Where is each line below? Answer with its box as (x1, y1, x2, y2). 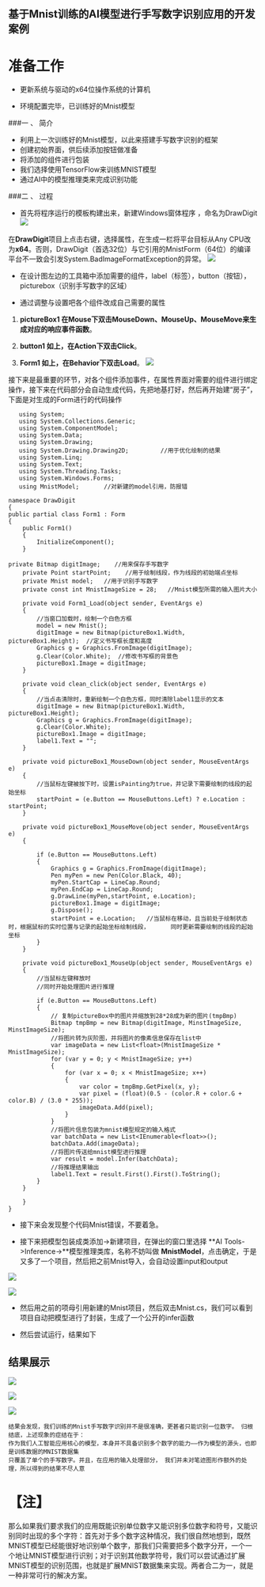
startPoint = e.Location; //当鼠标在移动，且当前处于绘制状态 (50, 915, 248, 923)
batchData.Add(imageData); (50, 1140, 140, 1148)
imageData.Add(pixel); (78, 1103, 154, 1112)
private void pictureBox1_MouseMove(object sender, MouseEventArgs (22, 823, 249, 831)
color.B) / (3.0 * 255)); (8, 1097, 93, 1105)
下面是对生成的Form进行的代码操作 (8, 395, 123, 404)
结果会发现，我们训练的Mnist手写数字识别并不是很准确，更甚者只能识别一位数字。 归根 (8, 1423, 253, 1431)
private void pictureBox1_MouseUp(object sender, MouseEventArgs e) (22, 959, 253, 967)
